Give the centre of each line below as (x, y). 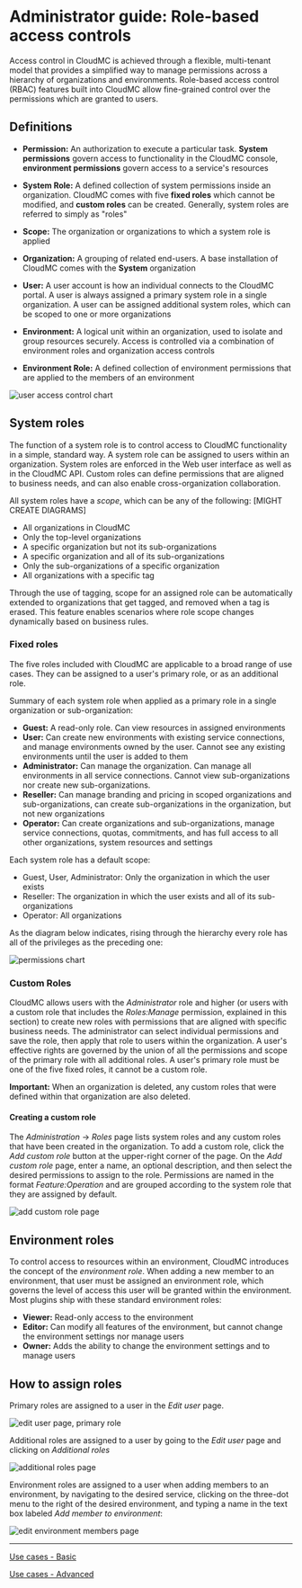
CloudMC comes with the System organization (109, 268)
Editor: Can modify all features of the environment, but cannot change (152, 1327)
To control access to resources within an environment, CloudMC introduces (149, 1262)
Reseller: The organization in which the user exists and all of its (139, 896)
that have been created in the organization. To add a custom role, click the (147, 1146)
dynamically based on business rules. (79, 621)
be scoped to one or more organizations (97, 314)
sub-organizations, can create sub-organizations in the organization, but (157, 804)
